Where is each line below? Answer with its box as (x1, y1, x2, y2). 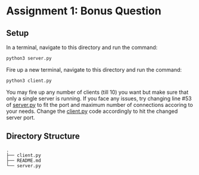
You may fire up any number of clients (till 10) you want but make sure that (6, 88, 189, 96)
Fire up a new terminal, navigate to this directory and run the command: (6, 66, 182, 73)
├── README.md (6, 157, 42, 164)
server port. (6, 113, 36, 121)
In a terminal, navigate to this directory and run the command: (6, 44, 158, 51)
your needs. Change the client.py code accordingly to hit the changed (6, 108, 178, 115)
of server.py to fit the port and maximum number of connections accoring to (6, 101, 194, 108)
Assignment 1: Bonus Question (6, 4, 162, 18)
